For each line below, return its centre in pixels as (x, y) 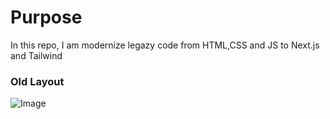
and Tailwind (36, 55)
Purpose (46, 17)
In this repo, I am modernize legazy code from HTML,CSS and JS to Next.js (165, 45)
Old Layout (37, 81)
